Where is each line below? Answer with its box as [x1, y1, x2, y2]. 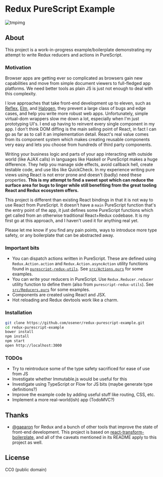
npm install [5, 334, 29, 339]
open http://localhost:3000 [5, 343, 62, 348]
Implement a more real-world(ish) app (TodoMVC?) [12, 397, 115, 403]
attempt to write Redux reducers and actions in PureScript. [5, 52, 123, 58]
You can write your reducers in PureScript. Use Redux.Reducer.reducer [12, 276, 154, 282]
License [5, 454, 30, 462]
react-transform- [110, 429, 145, 435]
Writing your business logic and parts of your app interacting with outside [5, 151, 152, 157]
